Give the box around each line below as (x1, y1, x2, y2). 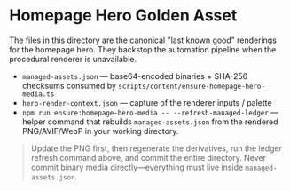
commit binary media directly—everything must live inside (30, 162, 244, 172)
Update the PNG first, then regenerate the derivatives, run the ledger (30, 143, 282, 154)
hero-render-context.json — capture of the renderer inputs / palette (21, 97, 272, 107)
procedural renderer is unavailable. (9, 53, 137, 64)
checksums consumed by (21, 80, 117, 91)
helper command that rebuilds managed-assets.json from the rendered (21, 116, 278, 127)
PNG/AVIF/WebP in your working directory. (21, 125, 179, 136)
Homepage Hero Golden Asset (9, 5, 238, 26)
